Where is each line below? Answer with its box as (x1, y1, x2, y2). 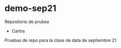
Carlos (11, 28, 25, 34)
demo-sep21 (4, 3, 56, 14)
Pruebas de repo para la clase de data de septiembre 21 (4, 37, 117, 43)
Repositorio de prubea (4, 19, 50, 24)
